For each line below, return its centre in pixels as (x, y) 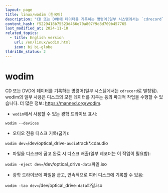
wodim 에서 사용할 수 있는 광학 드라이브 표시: (55, 114)
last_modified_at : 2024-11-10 (37, 28)
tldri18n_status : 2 (26, 51)
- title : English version (37, 38)
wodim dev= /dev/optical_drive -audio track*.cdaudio (57, 143)
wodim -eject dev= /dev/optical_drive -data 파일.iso (56, 164)
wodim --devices (22, 123)
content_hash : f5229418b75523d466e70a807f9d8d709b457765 (66, 24)
